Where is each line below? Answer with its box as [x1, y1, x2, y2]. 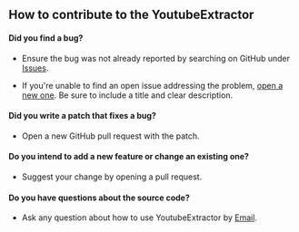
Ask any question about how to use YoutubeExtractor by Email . [21, 212, 258, 223]
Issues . [21, 63, 49, 73]
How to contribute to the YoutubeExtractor [8, 7, 254, 23]
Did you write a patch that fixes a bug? [8, 111, 156, 121]
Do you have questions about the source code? [8, 192, 190, 203]
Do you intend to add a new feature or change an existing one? [8, 151, 249, 162]
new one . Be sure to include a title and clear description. [21, 90, 234, 101]
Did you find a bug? [8, 32, 84, 43]
